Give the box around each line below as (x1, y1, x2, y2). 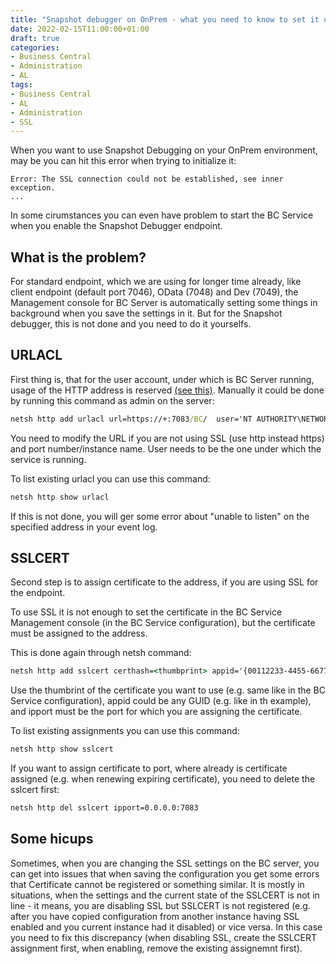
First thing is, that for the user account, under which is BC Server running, (10, 373, 315, 385)
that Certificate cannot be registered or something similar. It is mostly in (10, 878, 305, 890)
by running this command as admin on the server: (10, 394, 215, 406)
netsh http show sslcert (10, 744, 114, 755)
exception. (10, 183, 56, 193)
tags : (10, 80, 33, 90)
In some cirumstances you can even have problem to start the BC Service (10, 209, 314, 221)
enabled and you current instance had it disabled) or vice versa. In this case (10, 921, 323, 933)
